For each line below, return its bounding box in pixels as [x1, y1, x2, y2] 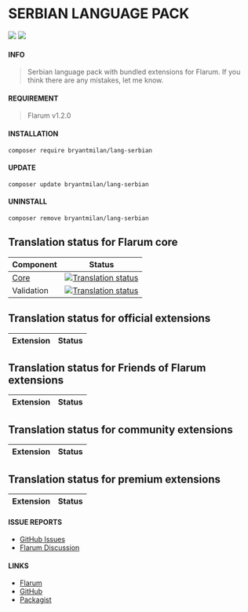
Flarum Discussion [19, 543, 80, 552]
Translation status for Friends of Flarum [8, 361, 206, 374]
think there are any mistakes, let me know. [27, 75, 164, 85]
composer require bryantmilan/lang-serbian [8, 146, 153, 154]
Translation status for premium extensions [8, 472, 221, 486]
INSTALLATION [8, 129, 59, 138]
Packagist [19, 595, 53, 605]
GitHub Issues [19, 535, 65, 544]
